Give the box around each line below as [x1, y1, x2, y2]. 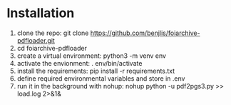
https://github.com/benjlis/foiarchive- [90, 29, 200, 37]
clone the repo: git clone [16, 29, 89, 37]
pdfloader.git [16, 36, 55, 44]
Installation [6, 5, 75, 21]
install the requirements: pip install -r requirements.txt [16, 66, 175, 75]
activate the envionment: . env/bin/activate [16, 59, 143, 67]
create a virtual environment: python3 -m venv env [16, 51, 167, 60]
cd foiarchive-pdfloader [16, 44, 87, 52]
